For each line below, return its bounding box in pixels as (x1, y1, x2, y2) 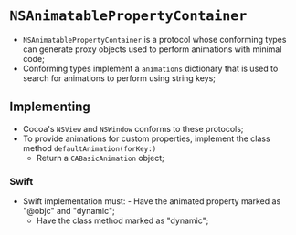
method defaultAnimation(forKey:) (22, 142, 157, 153)
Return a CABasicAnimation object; (36, 152, 164, 163)
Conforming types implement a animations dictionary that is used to (22, 63, 279, 74)
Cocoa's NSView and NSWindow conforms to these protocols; (22, 123, 244, 134)
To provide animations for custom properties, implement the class (22, 133, 271, 144)
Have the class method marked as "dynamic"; (36, 215, 209, 226)
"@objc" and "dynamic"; (22, 206, 116, 217)
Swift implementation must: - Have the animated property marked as (22, 196, 281, 207)
